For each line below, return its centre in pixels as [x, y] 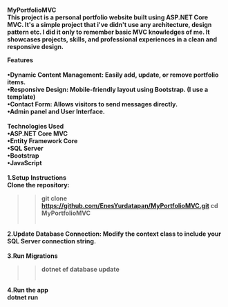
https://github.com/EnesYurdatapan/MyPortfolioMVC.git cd [130, 206]
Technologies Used [36, 126]
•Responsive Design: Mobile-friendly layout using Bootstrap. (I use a [108, 90]
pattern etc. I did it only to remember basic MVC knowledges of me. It [108, 32]
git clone [54, 198]
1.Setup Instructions [37, 178]
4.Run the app [28, 290]
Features [20, 60]
